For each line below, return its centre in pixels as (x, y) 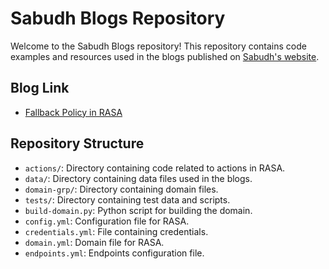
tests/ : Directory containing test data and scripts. (127, 199)
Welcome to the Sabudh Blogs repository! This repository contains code (158, 46)
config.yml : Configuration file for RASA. (107, 221)
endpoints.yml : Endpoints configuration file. (114, 253)
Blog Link (40, 88)
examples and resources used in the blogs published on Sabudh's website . (165, 56)
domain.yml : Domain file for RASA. (94, 242)
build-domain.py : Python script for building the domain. (138, 210)
